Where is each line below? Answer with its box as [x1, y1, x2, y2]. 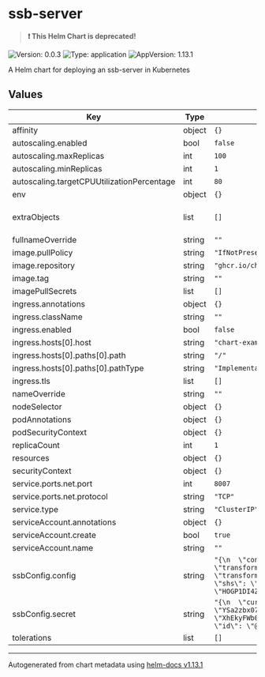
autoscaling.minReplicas [12, 163, 103, 174]
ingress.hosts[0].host [12, 337, 92, 348]
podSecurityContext [12, 427, 88, 438]
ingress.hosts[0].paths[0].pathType [12, 363, 144, 374]
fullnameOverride [12, 234, 77, 245]
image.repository [12, 260, 76, 271]
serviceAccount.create [12, 529, 96, 540]
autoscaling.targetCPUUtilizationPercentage [12, 175, 176, 186]
